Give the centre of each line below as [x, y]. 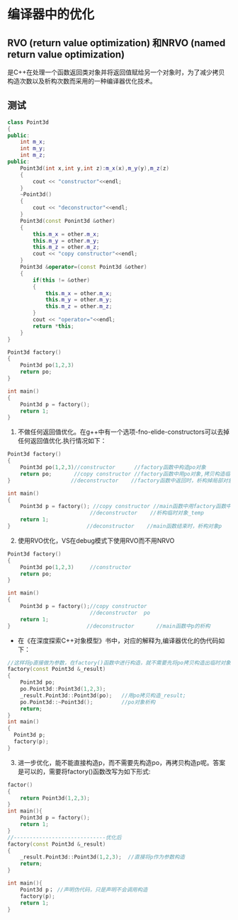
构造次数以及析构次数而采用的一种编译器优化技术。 [82, 81]
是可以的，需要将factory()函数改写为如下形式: [84, 771]
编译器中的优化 [51, 15]
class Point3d [28, 122]
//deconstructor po [120, 613]
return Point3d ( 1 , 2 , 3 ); [55, 798]
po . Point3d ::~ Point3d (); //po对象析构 [88, 702]
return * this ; [53, 326]
